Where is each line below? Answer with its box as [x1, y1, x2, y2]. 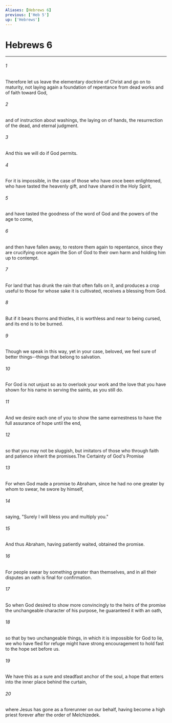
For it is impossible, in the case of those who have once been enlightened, [5, 178, 162, 184]
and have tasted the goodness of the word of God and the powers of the [5, 211, 158, 217]
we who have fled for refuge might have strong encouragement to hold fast [5, 640, 164, 646]
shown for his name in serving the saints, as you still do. [5, 387, 124, 393]
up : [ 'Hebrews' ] [5, 17, 40, 22]
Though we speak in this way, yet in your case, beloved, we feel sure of [5, 348, 156, 355]
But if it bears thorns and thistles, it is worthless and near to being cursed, [5, 315, 161, 321]
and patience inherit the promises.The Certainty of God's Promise [5, 453, 144, 459]
